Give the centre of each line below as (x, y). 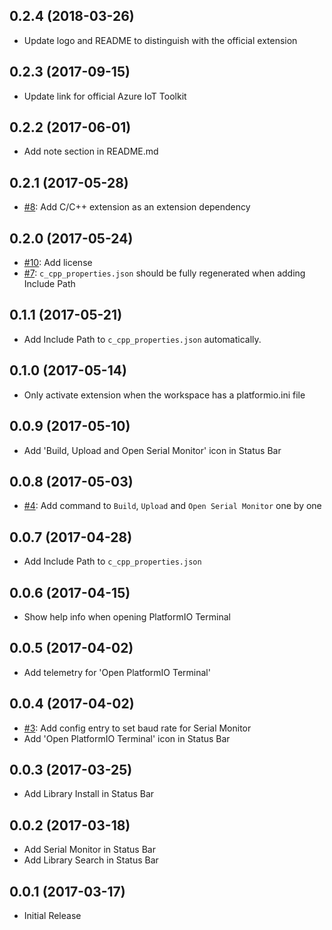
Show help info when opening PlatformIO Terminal (127, 616)
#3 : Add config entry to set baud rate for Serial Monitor (137, 728)
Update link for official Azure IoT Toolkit (105, 96)
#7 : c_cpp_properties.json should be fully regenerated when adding (164, 273)
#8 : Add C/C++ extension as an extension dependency (137, 207)
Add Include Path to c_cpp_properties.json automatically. (142, 339)
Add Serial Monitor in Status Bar (89, 850)
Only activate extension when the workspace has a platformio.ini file (164, 395)
